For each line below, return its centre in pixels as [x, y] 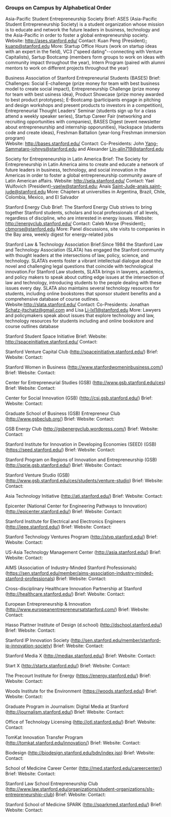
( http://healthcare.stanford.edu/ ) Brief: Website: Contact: [65, 594]
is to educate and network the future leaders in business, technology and [82, 30]
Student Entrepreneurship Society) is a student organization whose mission [85, 24]
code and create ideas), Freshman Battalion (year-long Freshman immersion [86, 133]
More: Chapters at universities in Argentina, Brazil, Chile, [106, 192]
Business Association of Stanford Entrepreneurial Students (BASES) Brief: [83, 78]
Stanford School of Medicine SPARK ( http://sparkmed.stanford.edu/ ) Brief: [84, 805]
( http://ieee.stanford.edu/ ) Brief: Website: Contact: [58, 527]
